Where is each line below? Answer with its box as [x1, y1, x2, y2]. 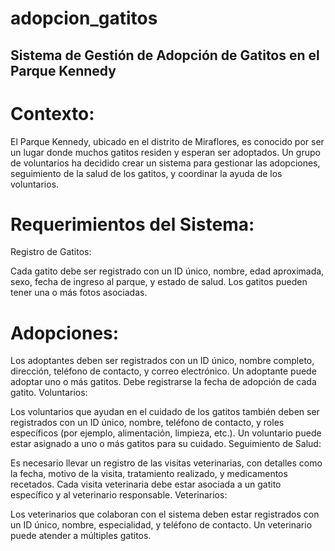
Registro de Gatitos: [10, 246, 92, 258]
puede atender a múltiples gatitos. [10, 530, 152, 542]
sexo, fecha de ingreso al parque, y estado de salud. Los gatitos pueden [10, 276, 308, 288]
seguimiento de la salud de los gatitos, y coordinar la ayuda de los [10, 167, 283, 179]
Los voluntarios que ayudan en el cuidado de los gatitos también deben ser [10, 406, 320, 418]
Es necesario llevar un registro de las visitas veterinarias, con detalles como [10, 457, 323, 469]
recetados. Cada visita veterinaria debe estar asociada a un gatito [10, 478, 282, 491]
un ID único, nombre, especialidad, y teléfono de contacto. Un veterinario [10, 519, 313, 531]
